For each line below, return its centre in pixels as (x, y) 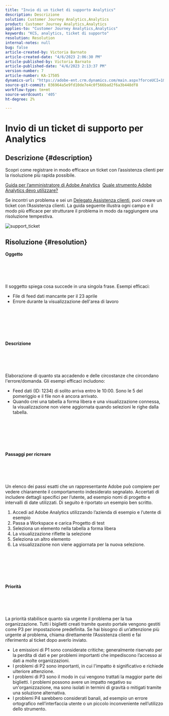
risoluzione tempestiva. (29, 216)
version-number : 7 (24, 71)
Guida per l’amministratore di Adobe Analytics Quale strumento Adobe (78, 185)
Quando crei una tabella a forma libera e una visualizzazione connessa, (86, 401)
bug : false (17, 47)
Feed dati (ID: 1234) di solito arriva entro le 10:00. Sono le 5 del (78, 391)
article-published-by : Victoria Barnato (48, 62)
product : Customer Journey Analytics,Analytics (56, 24)
